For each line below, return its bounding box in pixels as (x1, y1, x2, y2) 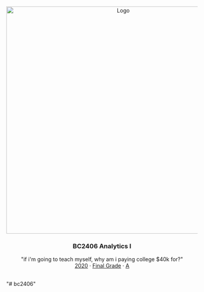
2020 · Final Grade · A (75, 262, 129, 270)
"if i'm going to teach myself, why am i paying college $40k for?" (21, 256, 183, 263)
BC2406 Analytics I (72, 242, 132, 250)
